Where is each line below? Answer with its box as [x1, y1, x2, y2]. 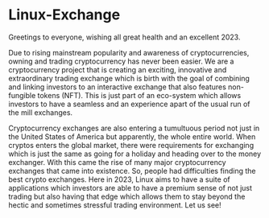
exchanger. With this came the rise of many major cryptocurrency [8, 157, 227, 167]
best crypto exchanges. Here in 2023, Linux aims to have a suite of [8, 175, 231, 184]
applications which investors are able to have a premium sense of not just [8, 183, 252, 192]
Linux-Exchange [8, 6, 121, 24]
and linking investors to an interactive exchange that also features [8, 82, 227, 92]
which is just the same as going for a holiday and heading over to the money [8, 149, 262, 158]
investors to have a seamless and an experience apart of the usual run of [8, 99, 250, 109]
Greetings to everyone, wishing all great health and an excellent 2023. [8, 32, 241, 42]
